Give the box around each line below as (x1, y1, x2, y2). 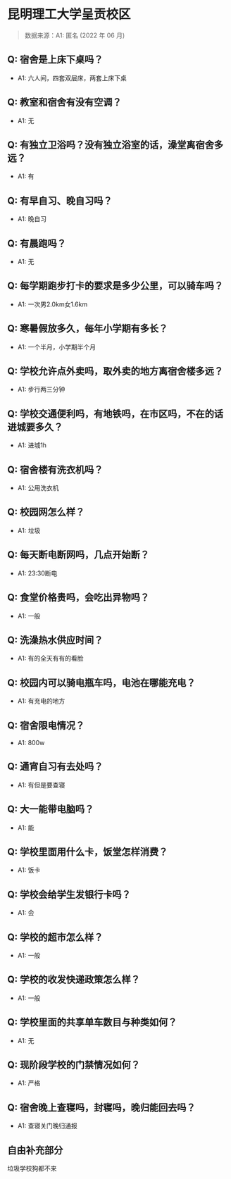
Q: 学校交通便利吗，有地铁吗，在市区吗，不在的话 (7, 408, 224, 420)
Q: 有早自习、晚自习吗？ (7, 194, 113, 206)
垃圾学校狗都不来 (7, 1164, 57, 1173)
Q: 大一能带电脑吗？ (7, 804, 94, 816)
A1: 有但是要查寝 (17, 780, 65, 789)
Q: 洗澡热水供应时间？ (7, 634, 104, 646)
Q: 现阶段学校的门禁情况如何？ (7, 1059, 141, 1071)
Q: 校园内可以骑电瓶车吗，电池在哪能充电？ (7, 677, 196, 689)
